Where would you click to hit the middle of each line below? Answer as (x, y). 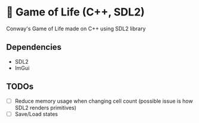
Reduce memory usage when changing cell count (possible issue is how (104, 101)
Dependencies (34, 47)
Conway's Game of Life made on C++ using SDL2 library (76, 29)
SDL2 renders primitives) (45, 108)
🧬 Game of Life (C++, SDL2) (76, 12)
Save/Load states (36, 114)
